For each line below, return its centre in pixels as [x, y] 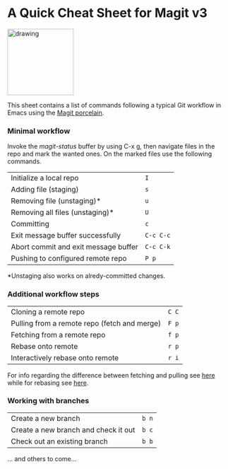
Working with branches [48, 401]
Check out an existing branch [59, 441]
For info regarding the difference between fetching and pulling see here [111, 375]
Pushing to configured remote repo [69, 258]
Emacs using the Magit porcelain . [56, 112]
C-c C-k [158, 247]
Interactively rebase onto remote [65, 357]
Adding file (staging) [45, 190]
